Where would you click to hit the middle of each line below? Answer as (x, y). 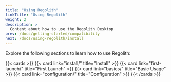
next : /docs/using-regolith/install (44, 39)
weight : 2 (16, 19)
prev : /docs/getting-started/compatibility (53, 34)
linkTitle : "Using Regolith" (36, 15)
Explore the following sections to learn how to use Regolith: (68, 53)
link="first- (150, 63)
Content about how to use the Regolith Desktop (62, 29)
